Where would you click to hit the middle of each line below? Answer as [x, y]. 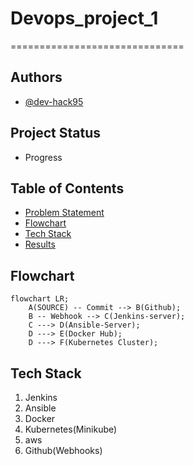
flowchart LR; [40, 299]
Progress [43, 157]
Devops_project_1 [84, 18]
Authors [36, 77]
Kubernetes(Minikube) [71, 429]
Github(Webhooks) [63, 450]
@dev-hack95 [54, 101]
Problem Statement [64, 213]
